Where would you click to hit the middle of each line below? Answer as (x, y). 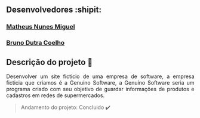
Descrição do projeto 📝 (50, 62)
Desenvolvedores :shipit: (54, 10)
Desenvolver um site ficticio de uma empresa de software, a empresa (100, 76)
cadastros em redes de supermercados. (56, 95)
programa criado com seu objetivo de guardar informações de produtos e (100, 89)
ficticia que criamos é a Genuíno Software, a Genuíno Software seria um (100, 83)
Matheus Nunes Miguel (41, 27)
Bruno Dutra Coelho (36, 43)
